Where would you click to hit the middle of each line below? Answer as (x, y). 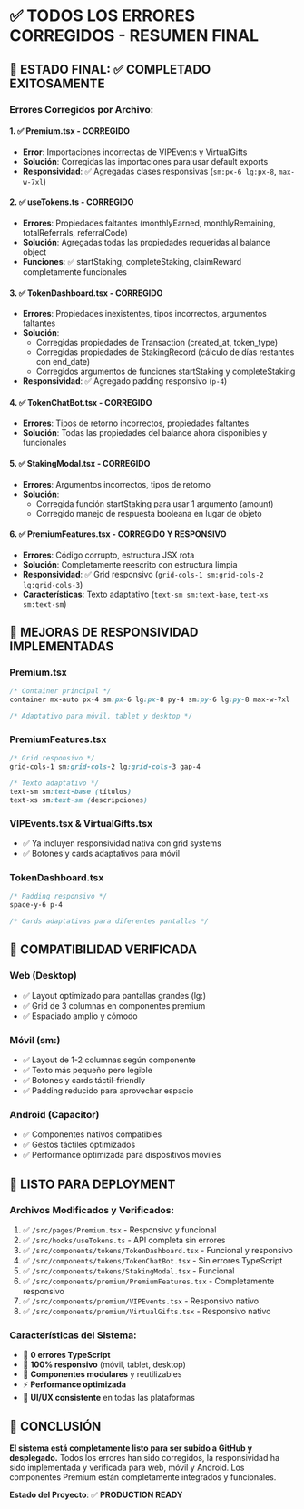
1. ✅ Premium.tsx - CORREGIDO (69, 131)
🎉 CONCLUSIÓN (55, 1426)
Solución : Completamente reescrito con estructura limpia (130, 564)
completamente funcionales (74, 272)
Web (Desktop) (43, 976)
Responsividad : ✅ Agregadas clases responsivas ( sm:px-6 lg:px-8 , (149, 171)
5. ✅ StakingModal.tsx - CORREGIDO (80, 463)
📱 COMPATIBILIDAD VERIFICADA (103, 950)
